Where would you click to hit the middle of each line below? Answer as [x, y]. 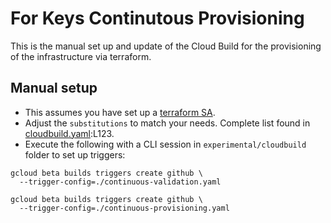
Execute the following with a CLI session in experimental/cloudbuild [165, 144]
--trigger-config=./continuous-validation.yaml [120, 182]
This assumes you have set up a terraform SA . [120, 112]
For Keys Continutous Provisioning [157, 18]
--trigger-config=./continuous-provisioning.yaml [124, 208]
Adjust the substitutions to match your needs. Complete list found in [167, 123]
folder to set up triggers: [75, 154]
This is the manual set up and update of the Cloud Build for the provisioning [166, 46]
